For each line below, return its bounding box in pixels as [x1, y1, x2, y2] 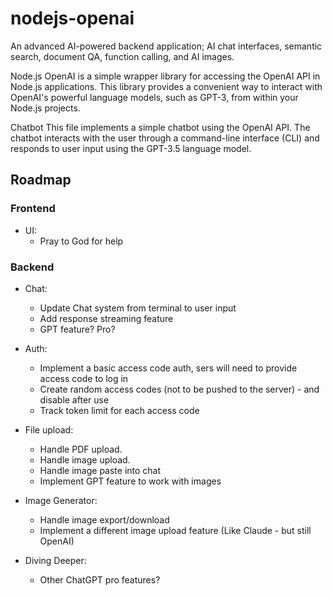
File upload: [24, 423, 74, 436]
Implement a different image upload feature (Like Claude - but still [39, 524, 312, 536]
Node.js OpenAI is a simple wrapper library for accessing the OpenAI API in [10, 70, 321, 82]
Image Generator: [24, 494, 98, 506]
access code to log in [39, 372, 129, 384]
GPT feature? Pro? [39, 323, 116, 335]
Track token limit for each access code [39, 404, 200, 416]
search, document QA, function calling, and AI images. [10, 50, 235, 62]
